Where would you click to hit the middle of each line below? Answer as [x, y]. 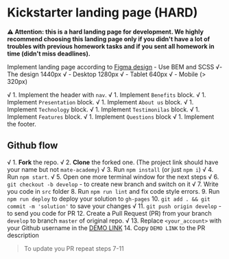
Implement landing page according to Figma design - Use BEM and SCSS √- [115, 67]
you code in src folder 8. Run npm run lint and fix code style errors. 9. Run [113, 191]
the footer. [22, 124]
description [23, 235]
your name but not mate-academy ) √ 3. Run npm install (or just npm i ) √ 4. [110, 169]
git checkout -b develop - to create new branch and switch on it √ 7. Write [113, 184]
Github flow [33, 146]
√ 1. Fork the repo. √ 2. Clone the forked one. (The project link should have [113, 162]
